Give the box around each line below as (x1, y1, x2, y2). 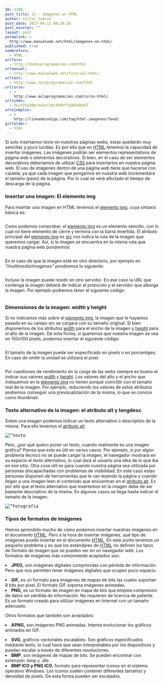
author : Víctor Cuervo (5, 16, 51, 21)
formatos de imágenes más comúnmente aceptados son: (5, 553, 120, 558)
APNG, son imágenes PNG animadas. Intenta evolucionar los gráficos (11, 622, 152, 628)
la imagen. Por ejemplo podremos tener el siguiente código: (5, 287, 126, 293)
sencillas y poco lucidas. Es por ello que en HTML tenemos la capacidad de (5, 144, 158, 150)
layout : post (5, 30, 32, 35)
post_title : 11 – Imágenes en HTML (5, 12, 78, 17)
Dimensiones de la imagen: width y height (5, 304, 107, 310)
